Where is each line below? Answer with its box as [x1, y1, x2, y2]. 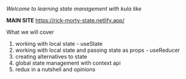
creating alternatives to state [15, 53, 87, 60]
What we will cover [6, 28, 54, 36]
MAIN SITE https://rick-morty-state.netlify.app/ [6, 17, 125, 24]
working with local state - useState [15, 40, 103, 47]
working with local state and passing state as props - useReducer [15, 46, 181, 54]
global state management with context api [15, 60, 121, 66]
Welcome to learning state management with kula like [6, 5, 142, 12]
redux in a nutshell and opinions [15, 66, 96, 73]
